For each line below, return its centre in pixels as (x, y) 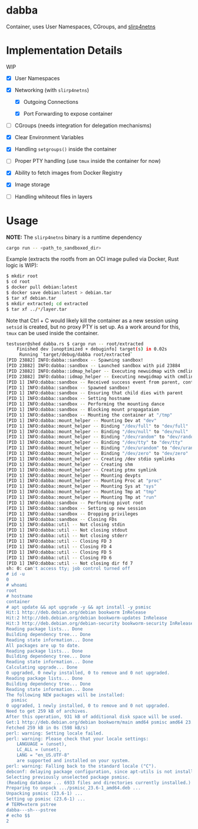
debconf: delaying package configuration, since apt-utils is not (89, 771)
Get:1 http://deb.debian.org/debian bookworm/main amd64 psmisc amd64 (95, 722)
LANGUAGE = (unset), (42, 744)
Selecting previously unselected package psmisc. (68, 777)
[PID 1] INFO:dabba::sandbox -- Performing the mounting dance (85, 404)
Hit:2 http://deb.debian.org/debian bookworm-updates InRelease (87, 618)
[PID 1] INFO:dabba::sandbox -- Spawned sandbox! (68, 388)
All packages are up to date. (43, 645)
